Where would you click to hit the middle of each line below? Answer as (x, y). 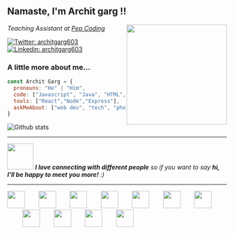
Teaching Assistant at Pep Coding (56, 28)
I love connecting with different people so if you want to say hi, (127, 167)
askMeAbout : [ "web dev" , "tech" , (62, 107)
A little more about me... (49, 67)
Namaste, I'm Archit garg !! (67, 11)
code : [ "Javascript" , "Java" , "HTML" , (70, 94)
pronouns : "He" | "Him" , (49, 88)
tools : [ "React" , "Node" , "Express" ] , (67, 101)
